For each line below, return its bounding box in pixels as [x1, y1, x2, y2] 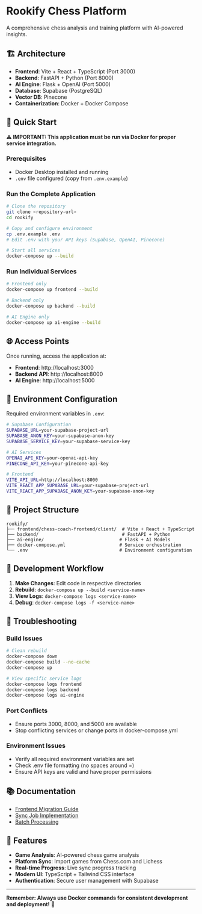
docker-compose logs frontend [6, 681, 82, 687]
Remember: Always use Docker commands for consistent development [6, 894, 188, 901]
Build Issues [6, 634, 43, 642]
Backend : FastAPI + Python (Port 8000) [14, 74, 114, 81]
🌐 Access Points [6, 336, 70, 347]
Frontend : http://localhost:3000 [14, 364, 94, 371]
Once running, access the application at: [6, 352, 106, 359]
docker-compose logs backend [6, 686, 79, 693]
